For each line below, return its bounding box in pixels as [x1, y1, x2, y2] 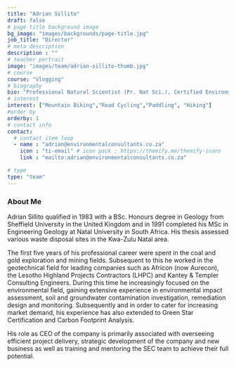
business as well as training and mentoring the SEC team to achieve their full [7, 344, 229, 352]
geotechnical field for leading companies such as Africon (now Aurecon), [7, 263, 219, 271]
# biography [7, 82, 42, 89]
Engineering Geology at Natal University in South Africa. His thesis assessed [7, 227, 229, 236]
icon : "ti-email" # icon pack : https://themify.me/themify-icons [20, 148, 221, 155]
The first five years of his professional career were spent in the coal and [7, 248, 216, 257]
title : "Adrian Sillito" [7, 10, 80, 18]
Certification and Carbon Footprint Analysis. [7, 316, 135, 324]
